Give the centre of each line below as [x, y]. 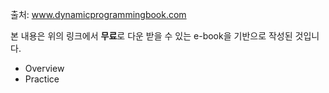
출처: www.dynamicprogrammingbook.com [98, 14]
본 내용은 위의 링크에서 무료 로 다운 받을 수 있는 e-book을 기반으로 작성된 [151, 36]
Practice [42, 79]
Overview [44, 68]
